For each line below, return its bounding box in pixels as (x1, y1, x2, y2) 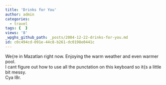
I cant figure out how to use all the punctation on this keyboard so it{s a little (5, 64, 162, 70)
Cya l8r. (5, 74, 21, 80)
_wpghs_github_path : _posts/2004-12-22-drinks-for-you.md (5, 35, 128, 40)
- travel (9, 21, 28, 26)
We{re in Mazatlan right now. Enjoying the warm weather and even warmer (5, 53, 159, 59)
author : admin (5, 12, 35, 17)
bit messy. (5, 69, 26, 75)
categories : (5, 16, 30, 21)
